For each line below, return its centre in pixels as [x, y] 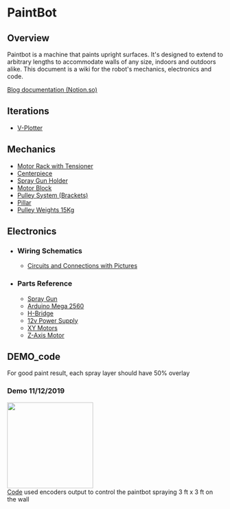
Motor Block [34, 188]
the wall [18, 499]
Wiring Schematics [49, 251]
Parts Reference [45, 284]
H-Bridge [40, 313]
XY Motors [43, 328]
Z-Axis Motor [46, 335]
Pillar [24, 202]
